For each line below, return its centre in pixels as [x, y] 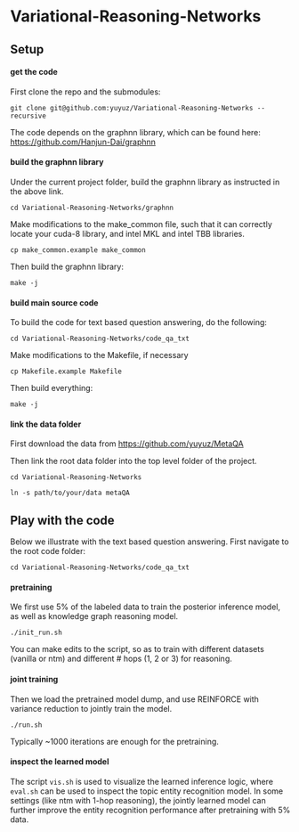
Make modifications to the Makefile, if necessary [100, 355]
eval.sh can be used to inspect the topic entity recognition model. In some [147, 791]
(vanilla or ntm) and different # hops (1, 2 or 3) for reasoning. [121, 659]
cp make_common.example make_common [78, 250]
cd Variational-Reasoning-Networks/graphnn [92, 208]
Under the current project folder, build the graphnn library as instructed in [145, 182]
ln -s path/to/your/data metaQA [70, 493]
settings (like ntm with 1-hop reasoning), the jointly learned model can [138, 800]
